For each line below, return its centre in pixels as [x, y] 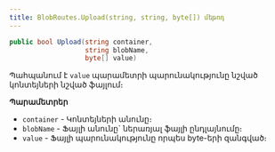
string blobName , [117, 50]
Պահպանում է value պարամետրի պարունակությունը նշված [133, 76]
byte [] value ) [111, 59]
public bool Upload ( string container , [81, 42]
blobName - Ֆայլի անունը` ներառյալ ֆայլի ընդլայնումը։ [132, 129]
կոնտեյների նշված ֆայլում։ [66, 84]
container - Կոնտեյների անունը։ [87, 119]
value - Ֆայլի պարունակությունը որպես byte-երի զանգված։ [144, 138]
